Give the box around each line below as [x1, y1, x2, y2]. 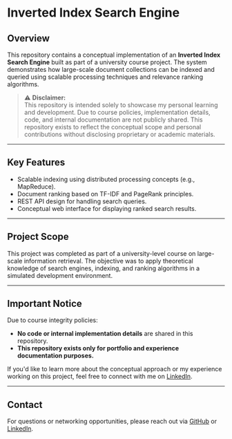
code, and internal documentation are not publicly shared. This [23, 115, 203, 124]
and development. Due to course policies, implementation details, [23, 109, 211, 116]
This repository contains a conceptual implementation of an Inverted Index [7, 50, 221, 59]
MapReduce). [17, 182, 56, 191]
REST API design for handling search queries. [17, 197, 147, 205]
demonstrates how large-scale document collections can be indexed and [7, 66, 215, 73]
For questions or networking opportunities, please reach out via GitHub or [7, 417, 217, 426]
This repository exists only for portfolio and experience [17, 344, 180, 353]
